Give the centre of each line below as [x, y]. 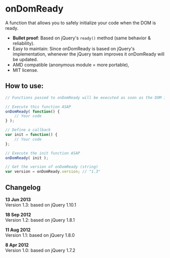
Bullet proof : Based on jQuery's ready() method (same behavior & [81, 38]
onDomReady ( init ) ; [27, 158]
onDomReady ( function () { [32, 112]
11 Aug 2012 [18, 230]
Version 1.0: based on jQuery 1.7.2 [40, 250]
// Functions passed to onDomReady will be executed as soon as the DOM [83, 97]
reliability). [24, 43]
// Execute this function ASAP [38, 107]
